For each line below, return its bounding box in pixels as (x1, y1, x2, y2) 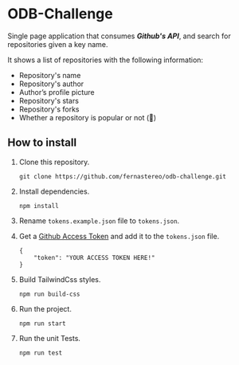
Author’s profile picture (18, 87, 95, 96)
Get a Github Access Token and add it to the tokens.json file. (18, 231, 220, 241)
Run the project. (18, 304, 72, 313)
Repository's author (18, 79, 84, 88)
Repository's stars (18, 96, 79, 105)
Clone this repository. (18, 157, 90, 167)
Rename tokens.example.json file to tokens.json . (18, 216, 180, 226)
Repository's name (18, 70, 81, 80)
